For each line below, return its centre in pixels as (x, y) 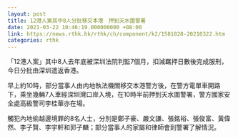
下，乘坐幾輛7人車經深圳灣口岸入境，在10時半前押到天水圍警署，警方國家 (116, 95)
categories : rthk (33, 41)
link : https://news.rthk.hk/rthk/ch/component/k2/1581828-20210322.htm (116, 34)
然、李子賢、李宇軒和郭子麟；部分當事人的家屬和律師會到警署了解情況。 (114, 127)
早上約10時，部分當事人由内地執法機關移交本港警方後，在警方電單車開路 (114, 85)
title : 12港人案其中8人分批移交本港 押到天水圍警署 (77, 21)
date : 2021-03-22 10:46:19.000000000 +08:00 (75, 27)
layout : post (27, 14)
